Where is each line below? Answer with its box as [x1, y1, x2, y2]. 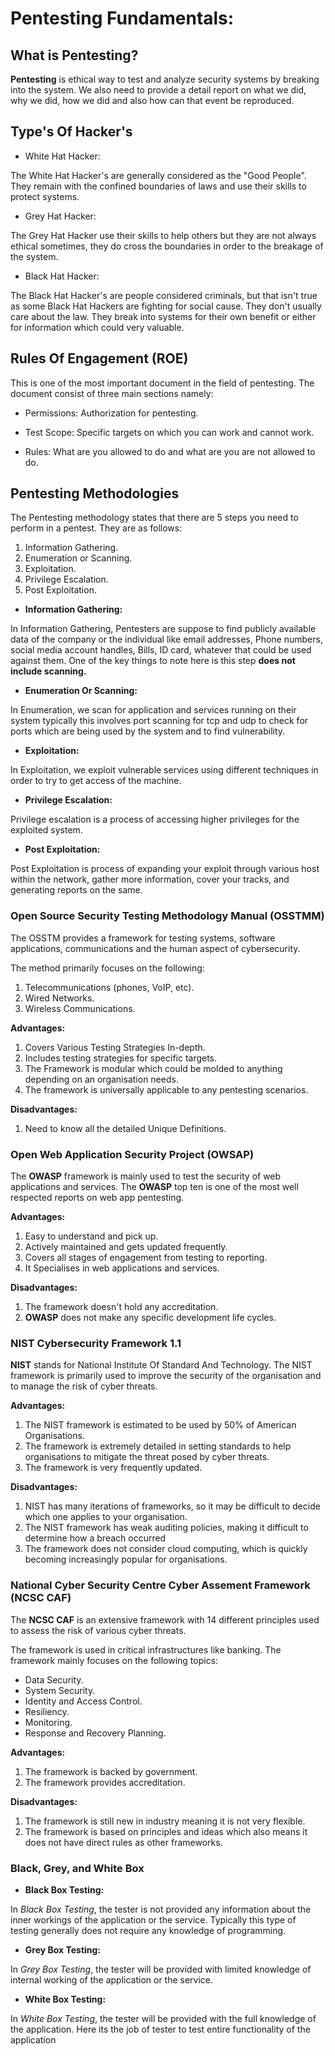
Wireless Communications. [24, 1002, 136, 1014]
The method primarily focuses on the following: [10, 962, 205, 974]
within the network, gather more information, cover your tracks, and [10, 873, 290, 886]
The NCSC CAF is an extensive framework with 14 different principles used [10, 1613, 320, 1626]
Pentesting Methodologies [10, 485, 180, 502]
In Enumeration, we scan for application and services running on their [10, 704, 297, 716]
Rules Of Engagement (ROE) [10, 350, 189, 367]
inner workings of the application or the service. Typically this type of [10, 1913, 297, 1926]
